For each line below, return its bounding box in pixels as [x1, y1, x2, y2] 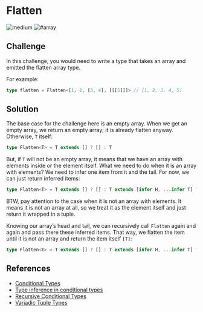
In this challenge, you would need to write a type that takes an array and [6, 57, 186, 64]
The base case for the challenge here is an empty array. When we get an [6, 120, 188, 127]
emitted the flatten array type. [6, 64, 80, 71]
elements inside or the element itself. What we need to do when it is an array [6, 162, 197, 170]
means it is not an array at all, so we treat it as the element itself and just [6, 204, 186, 211]
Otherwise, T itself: [6, 133, 53, 140]
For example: [6, 75, 39, 82]
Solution [6, 104, 39, 115]
